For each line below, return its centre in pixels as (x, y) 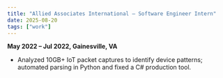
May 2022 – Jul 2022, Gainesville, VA (62, 47)
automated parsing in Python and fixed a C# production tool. (104, 68)
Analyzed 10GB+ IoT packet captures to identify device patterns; (110, 60)
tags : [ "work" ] (29, 26)
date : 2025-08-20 (32, 20)
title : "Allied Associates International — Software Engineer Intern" (112, 14)
